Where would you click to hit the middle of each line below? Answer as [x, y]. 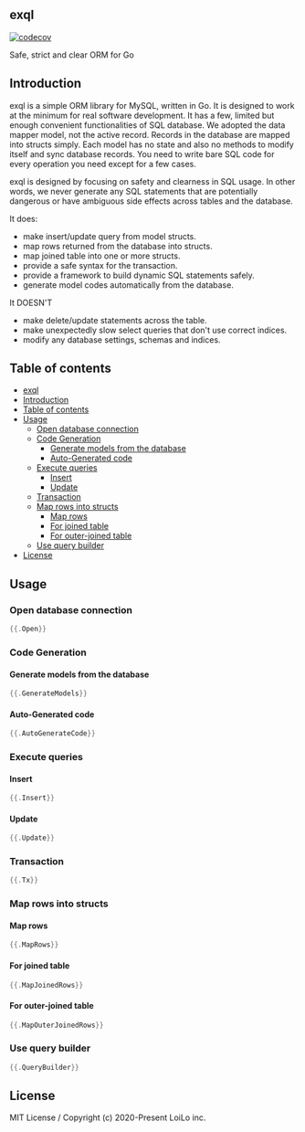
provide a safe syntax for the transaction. [100, 265]
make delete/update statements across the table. [115, 320]
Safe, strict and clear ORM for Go [72, 55]
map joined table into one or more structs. [101, 256]
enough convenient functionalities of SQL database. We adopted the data [147, 125]
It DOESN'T [31, 302]
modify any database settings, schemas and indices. [121, 339]
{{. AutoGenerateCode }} [53, 734]
